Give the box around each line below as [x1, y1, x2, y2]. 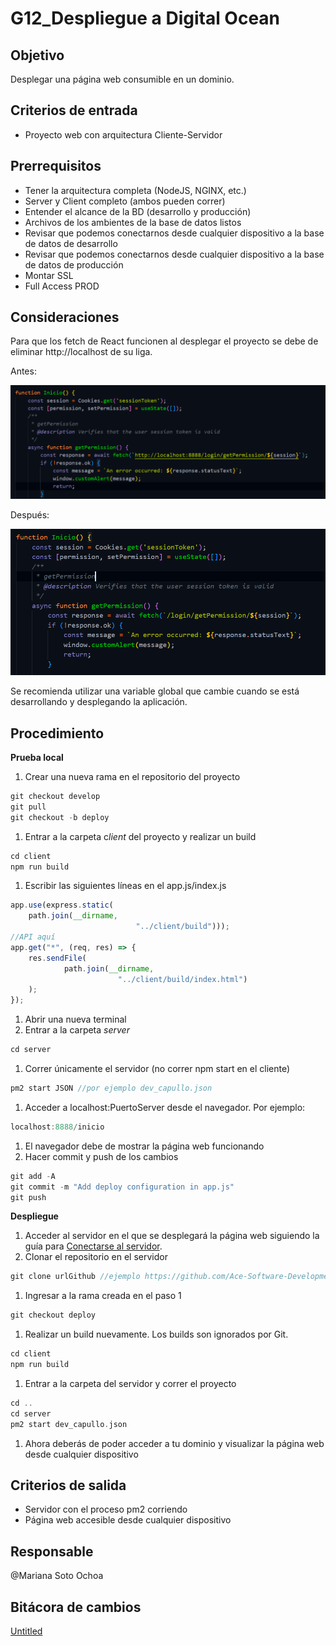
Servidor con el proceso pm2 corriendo [24, 1503, 188, 1516]
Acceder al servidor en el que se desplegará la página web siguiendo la [24, 1230, 320, 1242]
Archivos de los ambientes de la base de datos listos [24, 216, 242, 228]
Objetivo [10, 47, 65, 64]
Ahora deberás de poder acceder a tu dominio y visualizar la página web [24, 1437, 325, 1449]
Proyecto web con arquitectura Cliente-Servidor [24, 128, 223, 141]
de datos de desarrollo [24, 237, 118, 249]
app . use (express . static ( [10, 900, 114, 911]
